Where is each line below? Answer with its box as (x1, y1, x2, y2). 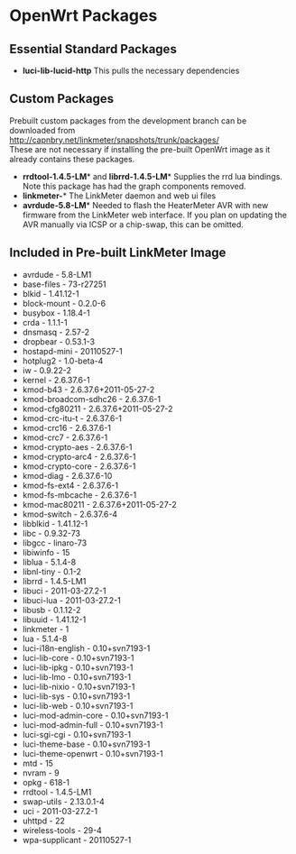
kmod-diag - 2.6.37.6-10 (22, 470, 113, 481)
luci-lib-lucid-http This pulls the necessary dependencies (22, 65, 240, 76)
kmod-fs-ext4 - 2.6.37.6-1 (22, 480, 119, 491)
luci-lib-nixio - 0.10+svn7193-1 (22, 681, 135, 692)
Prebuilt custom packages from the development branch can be (9, 115, 247, 126)
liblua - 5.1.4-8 (22, 556, 77, 567)
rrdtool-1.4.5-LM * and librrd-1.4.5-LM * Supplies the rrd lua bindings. (22, 170, 282, 181)
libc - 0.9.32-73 (22, 528, 81, 538)
